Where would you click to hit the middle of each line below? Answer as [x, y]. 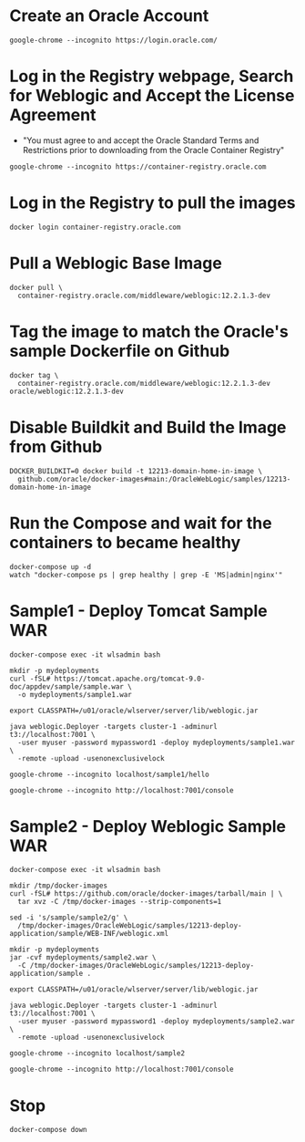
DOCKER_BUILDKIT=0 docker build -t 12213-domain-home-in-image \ [136, 471]
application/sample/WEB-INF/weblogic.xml [89, 934]
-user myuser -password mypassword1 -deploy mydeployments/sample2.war [157, 1022]
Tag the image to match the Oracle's [149, 332]
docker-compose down [49, 1130]
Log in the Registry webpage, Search [152, 76]
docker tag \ [34, 375]
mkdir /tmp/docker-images [58, 886]
